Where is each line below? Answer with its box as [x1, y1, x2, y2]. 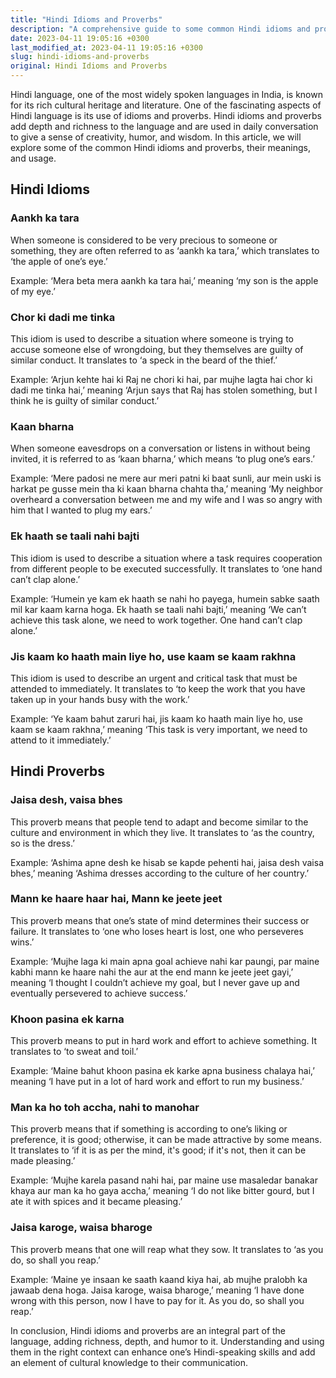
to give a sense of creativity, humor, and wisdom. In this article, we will [10, 131, 302, 143]
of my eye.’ [10, 285, 56, 297]
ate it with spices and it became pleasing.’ [10, 1196, 183, 1208]
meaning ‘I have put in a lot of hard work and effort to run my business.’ [10, 1076, 305, 1088]
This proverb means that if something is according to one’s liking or [10, 1123, 288, 1135]
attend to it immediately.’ [10, 734, 112, 746]
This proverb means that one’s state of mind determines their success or [10, 914, 310, 926]
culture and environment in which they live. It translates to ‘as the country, [10, 826, 315, 838]
